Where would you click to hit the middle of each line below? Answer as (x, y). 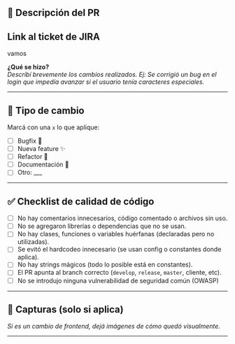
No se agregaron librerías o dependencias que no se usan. (102, 226)
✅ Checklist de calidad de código (81, 201)
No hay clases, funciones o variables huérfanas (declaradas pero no (116, 234)
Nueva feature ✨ (41, 149)
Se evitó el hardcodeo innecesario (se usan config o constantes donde (119, 250)
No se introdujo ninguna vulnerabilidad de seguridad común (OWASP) (118, 280)
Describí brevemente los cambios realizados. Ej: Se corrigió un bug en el (112, 75)
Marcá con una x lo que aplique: (54, 127)
